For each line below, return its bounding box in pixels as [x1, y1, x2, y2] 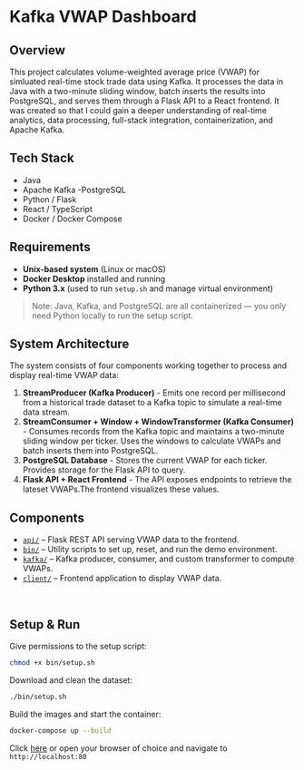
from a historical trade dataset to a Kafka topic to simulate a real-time [22, 397, 283, 408]
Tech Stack [9, 151, 74, 166]
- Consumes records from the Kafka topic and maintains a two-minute [22, 426, 285, 437]
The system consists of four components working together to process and [9, 360, 288, 371]
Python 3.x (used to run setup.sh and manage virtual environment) [22, 283, 274, 294]
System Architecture [9, 336, 130, 352]
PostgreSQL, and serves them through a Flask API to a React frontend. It [9, 95, 279, 106]
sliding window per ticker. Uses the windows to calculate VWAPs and [22, 435, 281, 446]
